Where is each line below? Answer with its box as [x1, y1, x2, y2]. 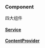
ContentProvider [5, 38, 40, 44]
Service [5, 26, 22, 32]
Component [5, 3, 34, 10]
